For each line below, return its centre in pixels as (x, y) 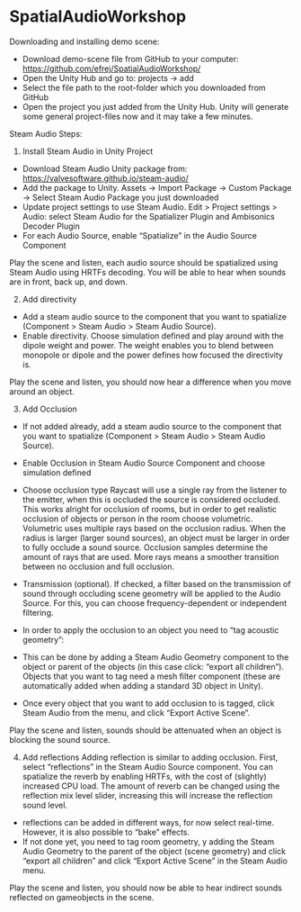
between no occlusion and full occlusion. (98, 566)
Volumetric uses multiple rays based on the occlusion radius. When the (154, 528)
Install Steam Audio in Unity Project (88, 151)
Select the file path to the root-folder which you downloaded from (144, 87)
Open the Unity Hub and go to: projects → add (108, 77)
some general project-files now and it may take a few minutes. (137, 116)
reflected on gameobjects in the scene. (82, 897)
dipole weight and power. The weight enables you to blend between (148, 345)
